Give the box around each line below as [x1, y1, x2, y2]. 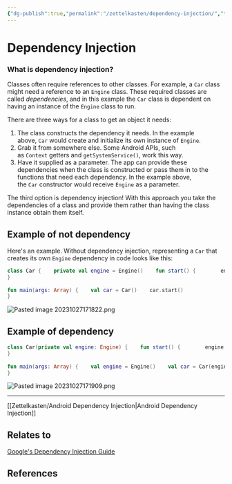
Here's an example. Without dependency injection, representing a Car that [7, 246, 217, 255]
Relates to [7, 429, 52, 441]
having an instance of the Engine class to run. [7, 102, 136, 110]
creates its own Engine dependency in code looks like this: [7, 253, 173, 262]
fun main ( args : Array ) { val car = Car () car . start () [7, 287, 184, 293]
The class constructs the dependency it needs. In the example [17, 129, 195, 137]
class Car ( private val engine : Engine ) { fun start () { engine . [7, 344, 227, 351]
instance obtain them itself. [7, 209, 84, 217]
